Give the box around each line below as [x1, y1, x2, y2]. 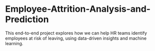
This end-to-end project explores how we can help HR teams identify [5, 30, 147, 36]
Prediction [5, 14, 49, 25]
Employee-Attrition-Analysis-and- [5, 3, 151, 15]
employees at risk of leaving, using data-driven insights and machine [5, 35, 147, 41]
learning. [5, 40, 23, 46]
